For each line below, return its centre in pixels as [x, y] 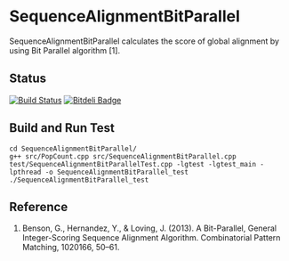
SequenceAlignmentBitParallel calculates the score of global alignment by [144, 41]
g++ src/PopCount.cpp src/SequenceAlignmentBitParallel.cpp [123, 156]
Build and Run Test [62, 128]
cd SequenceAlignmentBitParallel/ [73, 149]
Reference [39, 207]
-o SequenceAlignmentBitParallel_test [117, 172]
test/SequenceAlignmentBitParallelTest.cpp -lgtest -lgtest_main [132, 164]
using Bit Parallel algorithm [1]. [65, 50]
